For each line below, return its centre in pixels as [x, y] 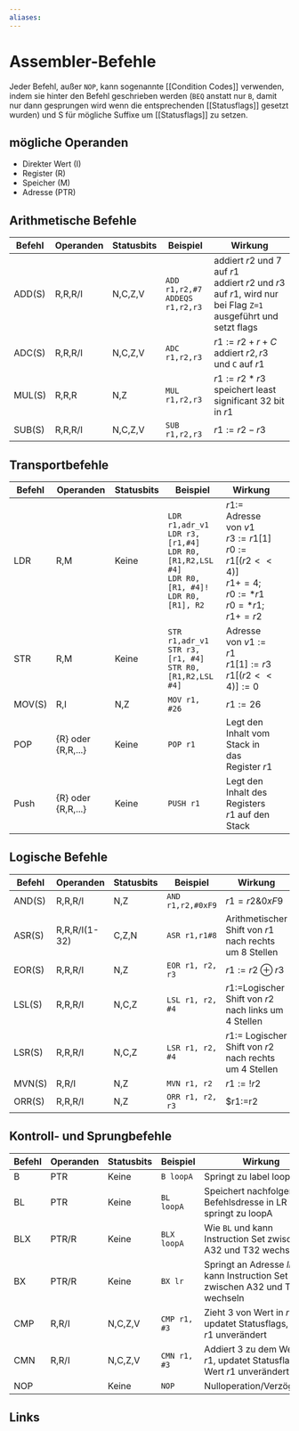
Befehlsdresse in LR [246, 1202]
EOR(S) [29, 969]
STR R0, [184, 668]
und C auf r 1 [239, 364]
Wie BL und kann [238, 1228]
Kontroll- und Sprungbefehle [90, 1137]
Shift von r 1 [250, 929]
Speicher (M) [46, 183]
